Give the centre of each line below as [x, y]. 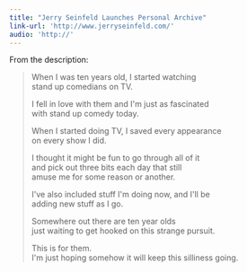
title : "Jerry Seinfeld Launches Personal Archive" [108, 18]
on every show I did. [69, 141]
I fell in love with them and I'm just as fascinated [120, 104]
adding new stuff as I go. [77, 204]
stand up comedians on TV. [82, 87]
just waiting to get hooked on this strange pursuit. [123, 231]
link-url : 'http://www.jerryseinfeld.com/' [92, 26]
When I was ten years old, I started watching [114, 77]
